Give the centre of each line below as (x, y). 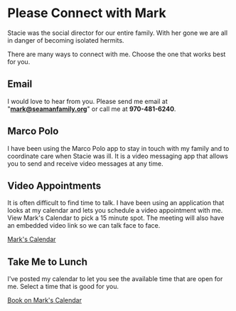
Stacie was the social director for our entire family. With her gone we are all (118, 33)
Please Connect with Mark (87, 13)
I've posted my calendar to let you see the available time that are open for (115, 279)
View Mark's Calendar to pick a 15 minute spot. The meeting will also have (116, 218)
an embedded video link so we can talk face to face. (84, 226)
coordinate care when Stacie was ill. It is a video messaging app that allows (118, 156)
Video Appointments (54, 185)
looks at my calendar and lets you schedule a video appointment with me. (115, 211)
